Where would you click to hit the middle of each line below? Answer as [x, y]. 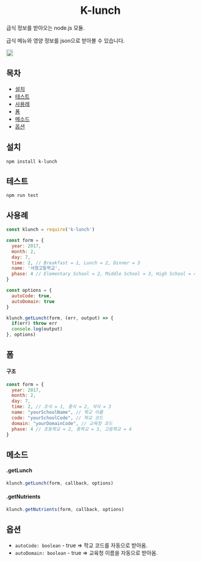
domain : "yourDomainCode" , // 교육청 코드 [62, 423]
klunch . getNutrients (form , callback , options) [65, 510]
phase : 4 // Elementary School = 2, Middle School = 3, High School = [101, 274]
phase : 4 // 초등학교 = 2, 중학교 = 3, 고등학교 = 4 [72, 429]
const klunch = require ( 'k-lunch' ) [51, 230]
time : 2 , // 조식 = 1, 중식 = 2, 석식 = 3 [62, 407]
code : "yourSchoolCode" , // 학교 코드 [57, 418]
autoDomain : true [33, 301]
